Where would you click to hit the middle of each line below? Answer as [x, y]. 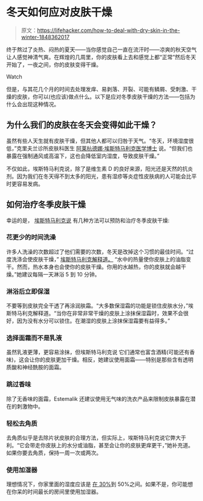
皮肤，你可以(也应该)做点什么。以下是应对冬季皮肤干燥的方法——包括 [103, 97]
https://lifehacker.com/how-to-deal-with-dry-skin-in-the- [108, 30]
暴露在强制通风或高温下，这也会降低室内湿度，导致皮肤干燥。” [83, 156]
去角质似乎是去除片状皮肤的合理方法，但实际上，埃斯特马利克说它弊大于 [96, 438]
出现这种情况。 [40, 104]
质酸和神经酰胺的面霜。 [35, 367]
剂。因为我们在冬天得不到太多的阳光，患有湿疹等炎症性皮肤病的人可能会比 [99, 176]
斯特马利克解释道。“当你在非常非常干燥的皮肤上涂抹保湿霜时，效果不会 [95, 313]
